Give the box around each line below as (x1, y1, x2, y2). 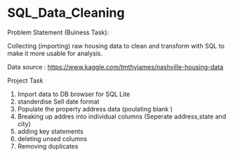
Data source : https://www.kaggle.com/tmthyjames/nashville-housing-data (7, 62, 224, 71)
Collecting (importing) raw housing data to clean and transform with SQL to (7, 41, 225, 50)
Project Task (7, 76, 44, 85)
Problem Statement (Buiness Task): (7, 28, 109, 36)
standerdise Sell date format (17, 97, 100, 106)
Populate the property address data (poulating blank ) (17, 104, 173, 113)
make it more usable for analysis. (7, 49, 103, 57)
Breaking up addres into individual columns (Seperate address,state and (17, 112, 227, 121)
